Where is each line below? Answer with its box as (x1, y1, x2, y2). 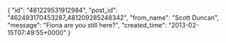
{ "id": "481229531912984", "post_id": (7, 6, 118, 14)
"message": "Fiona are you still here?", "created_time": (7, 21, 167, 29)
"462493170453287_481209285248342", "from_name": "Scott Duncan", (7, 13, 219, 22)
